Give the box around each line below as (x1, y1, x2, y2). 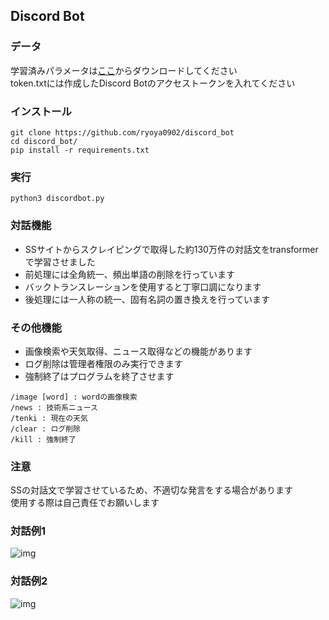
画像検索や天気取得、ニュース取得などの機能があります (24, 345, 253, 357)
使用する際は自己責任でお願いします (10, 497, 160, 509)
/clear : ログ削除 (10, 424, 81, 434)
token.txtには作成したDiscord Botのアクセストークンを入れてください (10, 77, 296, 89)
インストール (10, 104, 72, 118)
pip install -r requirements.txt (10, 145, 150, 155)
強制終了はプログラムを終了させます (24, 370, 175, 382)
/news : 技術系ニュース (10, 402, 98, 413)
